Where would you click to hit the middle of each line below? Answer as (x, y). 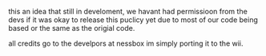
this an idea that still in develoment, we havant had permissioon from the (128, 11)
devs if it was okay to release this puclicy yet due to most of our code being (133, 20)
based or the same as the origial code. (72, 28)
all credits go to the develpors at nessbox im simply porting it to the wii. (126, 43)
